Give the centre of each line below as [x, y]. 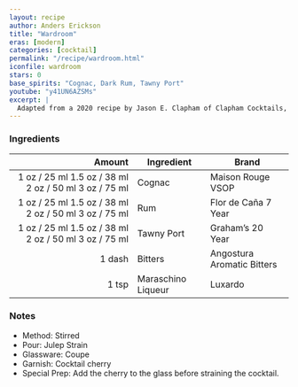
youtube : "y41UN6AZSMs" [53, 91]
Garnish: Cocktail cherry [67, 363]
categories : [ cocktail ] [53, 50]
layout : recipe [37, 17]
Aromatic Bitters [243, 264]
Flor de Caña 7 [241, 202]
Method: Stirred [51, 335]
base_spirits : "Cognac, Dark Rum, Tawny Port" [97, 83]
